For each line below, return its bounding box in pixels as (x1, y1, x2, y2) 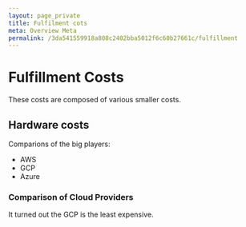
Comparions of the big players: (8, 139, 111, 149)
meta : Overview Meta (8, 26, 78, 34)
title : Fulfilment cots (8, 19, 88, 27)
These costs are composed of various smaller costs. (8, 95, 182, 105)
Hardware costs (8, 117, 90, 132)
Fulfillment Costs (8, 69, 124, 86)
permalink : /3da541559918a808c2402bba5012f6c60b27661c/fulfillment (8, 34, 239, 42)
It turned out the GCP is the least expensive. (8, 209, 154, 220)
